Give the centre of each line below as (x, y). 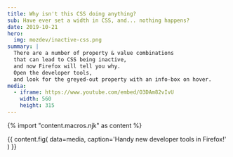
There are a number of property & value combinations (94, 54)
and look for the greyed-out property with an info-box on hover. (113, 79)
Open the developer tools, (53, 73)
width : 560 (36, 99)
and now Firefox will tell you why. (67, 66)
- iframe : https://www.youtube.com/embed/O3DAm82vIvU (94, 92)
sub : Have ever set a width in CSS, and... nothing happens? (99, 20)
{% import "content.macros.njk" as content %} (75, 125)
